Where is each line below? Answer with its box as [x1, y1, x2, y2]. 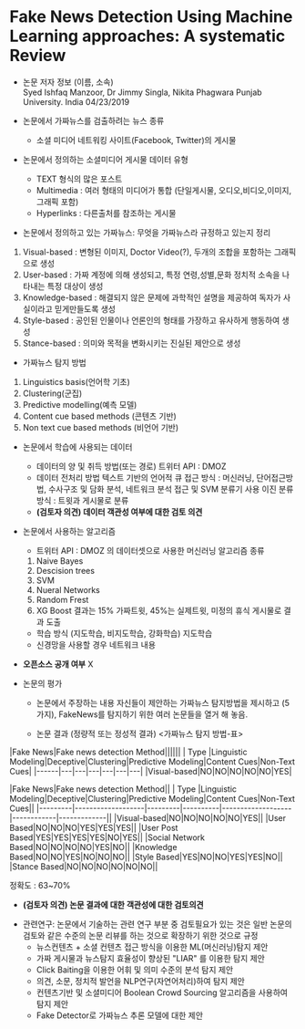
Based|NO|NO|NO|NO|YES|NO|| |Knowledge [9, 841, 178, 852]
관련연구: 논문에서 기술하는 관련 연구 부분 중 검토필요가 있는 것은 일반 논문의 [22, 919, 293, 930]
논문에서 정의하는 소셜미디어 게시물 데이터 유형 [22, 153, 188, 165]
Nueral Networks [36, 584, 100, 595]
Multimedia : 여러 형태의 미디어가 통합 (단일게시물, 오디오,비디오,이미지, [36, 184, 292, 195]
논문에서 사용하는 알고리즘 [22, 525, 117, 536]
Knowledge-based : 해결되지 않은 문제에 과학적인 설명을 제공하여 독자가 [22, 292, 281, 303]
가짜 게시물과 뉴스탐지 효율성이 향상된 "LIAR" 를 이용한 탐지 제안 [36, 952, 266, 963]
